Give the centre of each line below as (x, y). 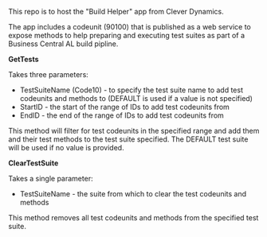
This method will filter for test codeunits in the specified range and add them (134, 131)
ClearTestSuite (33, 163)
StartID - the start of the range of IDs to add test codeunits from (124, 107)
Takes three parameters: (49, 74)
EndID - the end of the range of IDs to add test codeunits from (122, 115)
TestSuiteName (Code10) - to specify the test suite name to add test (131, 90)
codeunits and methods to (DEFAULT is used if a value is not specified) (136, 98)
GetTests (24, 59)
